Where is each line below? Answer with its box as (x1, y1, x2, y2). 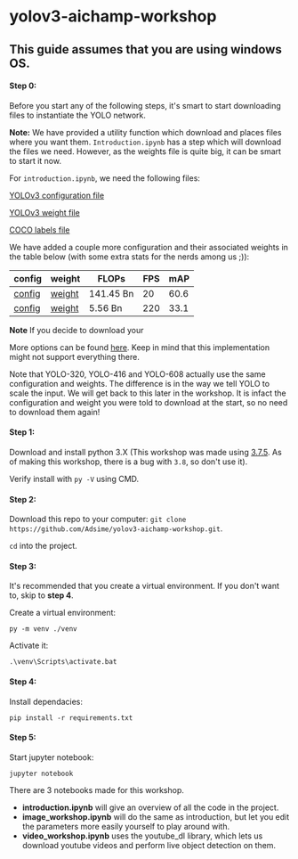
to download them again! (9, 406, 101, 417)
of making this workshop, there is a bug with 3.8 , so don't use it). (9, 456, 248, 467)
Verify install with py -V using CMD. (9, 473, 140, 484)
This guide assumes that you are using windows (9, 42, 282, 57)
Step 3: (9, 560, 37, 571)
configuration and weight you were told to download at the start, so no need (9, 397, 288, 407)
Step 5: (9, 732, 37, 743)
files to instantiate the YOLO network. (9, 110, 147, 120)
